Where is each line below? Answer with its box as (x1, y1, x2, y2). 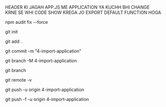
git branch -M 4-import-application (5, 58, 77, 64)
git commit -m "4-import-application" (5, 48, 82, 54)
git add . (5, 38, 22, 44)
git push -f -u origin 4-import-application (5, 97, 89, 102)
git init (5, 29, 18, 34)
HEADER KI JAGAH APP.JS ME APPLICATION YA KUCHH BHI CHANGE (5, 4, 150, 10)
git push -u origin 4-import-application (5, 87, 84, 93)
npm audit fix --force (5, 19, 48, 25)
